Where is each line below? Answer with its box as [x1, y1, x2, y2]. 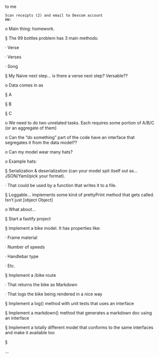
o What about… [5, 206, 36, 212]
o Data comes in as [5, 82, 44, 88]
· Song [5, 64, 18, 69]
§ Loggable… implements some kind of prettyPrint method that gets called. [5, 192, 155, 198]
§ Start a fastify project [5, 216, 51, 222]
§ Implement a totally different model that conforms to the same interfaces [5, 324, 154, 330]
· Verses [5, 54, 22, 60]
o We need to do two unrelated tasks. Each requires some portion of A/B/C [5, 120, 155, 125]
